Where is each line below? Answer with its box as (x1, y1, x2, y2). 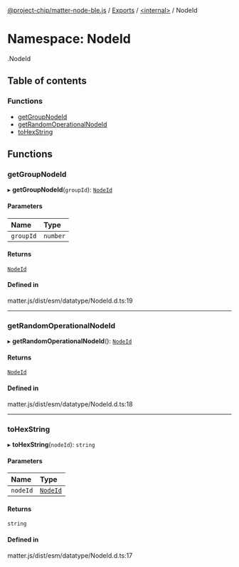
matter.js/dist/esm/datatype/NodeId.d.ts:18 (7, 399, 133, 408)
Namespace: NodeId (7, 31, 132, 47)
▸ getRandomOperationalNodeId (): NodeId (7, 337, 132, 345)
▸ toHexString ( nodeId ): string (7, 440, 95, 448)
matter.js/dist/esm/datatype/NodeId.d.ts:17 (7, 551, 133, 560)
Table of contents (7, 75, 87, 87)
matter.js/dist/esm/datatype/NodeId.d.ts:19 (7, 296, 133, 305)
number (43, 232, 66, 240)
